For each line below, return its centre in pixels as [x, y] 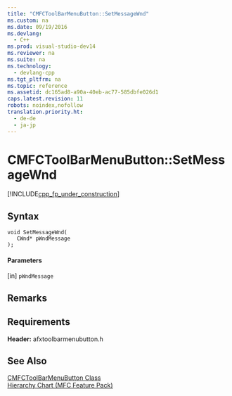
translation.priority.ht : [45, 112]
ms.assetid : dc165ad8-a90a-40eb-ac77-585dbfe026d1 [83, 92]
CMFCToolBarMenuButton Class [54, 378]
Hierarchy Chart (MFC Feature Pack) [60, 385]
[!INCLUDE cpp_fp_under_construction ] [64, 194]
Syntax [23, 216]
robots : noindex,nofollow [45, 106]
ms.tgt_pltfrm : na [34, 79]
